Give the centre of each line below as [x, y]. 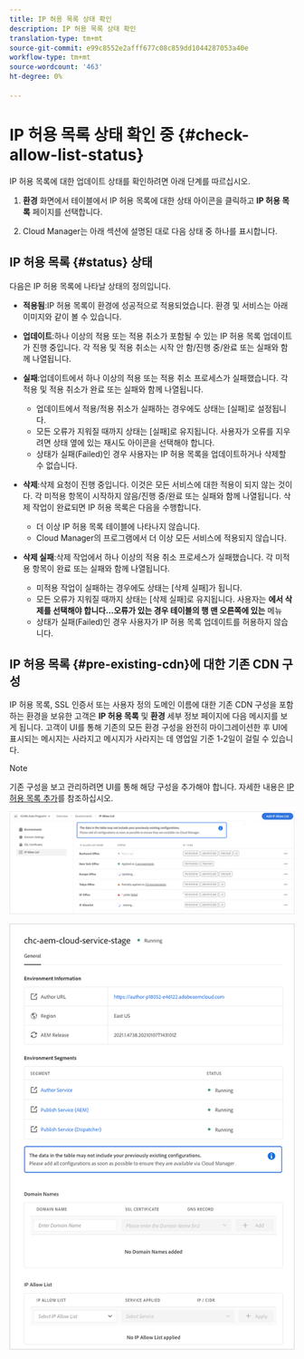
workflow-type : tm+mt [50, 58]
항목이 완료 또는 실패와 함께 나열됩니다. [101, 568]
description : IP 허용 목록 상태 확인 [73, 29]
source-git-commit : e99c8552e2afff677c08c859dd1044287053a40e [129, 48]
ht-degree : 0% [36, 77]
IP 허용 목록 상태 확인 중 [92, 135]
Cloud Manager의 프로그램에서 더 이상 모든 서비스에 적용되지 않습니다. [161, 538]
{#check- [214, 135]
